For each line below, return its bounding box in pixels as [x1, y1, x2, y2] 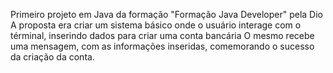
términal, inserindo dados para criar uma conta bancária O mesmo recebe [10, 30, 315, 41]
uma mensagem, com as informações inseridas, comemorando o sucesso [10, 40, 315, 52]
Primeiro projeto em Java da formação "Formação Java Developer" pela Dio [10, 9, 323, 20]
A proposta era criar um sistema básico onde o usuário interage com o [10, 19, 302, 31]
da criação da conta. [10, 51, 95, 63]
